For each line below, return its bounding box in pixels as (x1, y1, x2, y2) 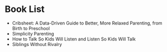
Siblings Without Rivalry (12, 41, 62, 47)
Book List (5, 3, 45, 15)
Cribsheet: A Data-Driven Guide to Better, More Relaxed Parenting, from (12, 20, 163, 26)
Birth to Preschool (12, 25, 50, 31)
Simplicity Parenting (12, 30, 54, 36)
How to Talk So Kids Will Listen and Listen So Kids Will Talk (12, 36, 136, 42)
